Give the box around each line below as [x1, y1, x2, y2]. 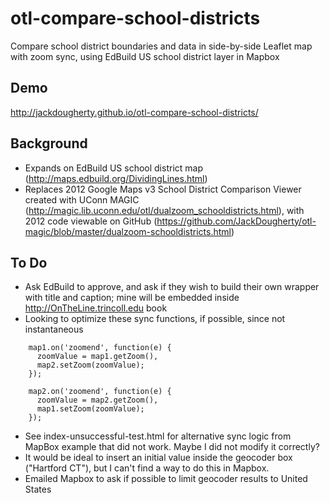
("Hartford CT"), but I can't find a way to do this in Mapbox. [24, 462, 270, 474]
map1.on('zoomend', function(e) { [28, 343, 172, 353]
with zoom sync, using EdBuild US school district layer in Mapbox [10, 50, 280, 62]
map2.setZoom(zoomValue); [36, 360, 145, 371]
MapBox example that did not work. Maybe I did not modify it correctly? [24, 441, 320, 453]
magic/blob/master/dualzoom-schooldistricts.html [24, 225, 232, 237]
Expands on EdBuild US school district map [24, 162, 203, 174]
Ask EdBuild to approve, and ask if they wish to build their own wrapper [24, 281, 320, 293]
